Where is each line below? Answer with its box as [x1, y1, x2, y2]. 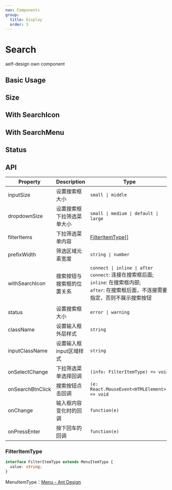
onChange [8, 406, 33, 414]
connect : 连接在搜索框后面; [90, 271, 154, 278]
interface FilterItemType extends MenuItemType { [5, 460, 114, 465]
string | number [90, 251, 130, 257]
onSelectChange [8, 368, 48, 375]
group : [5, 12, 19, 17]
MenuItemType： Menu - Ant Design [5, 479, 81, 485]
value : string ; [10, 464, 42, 469]
